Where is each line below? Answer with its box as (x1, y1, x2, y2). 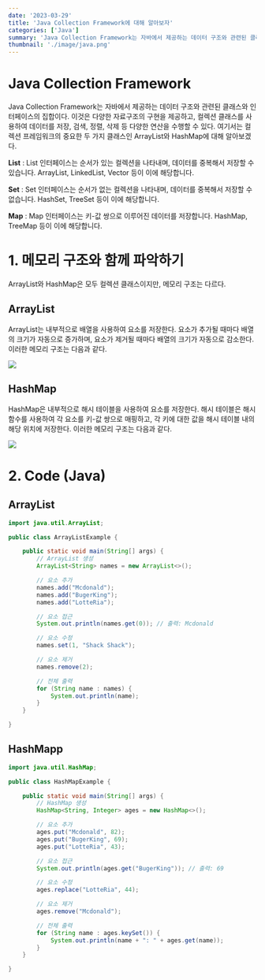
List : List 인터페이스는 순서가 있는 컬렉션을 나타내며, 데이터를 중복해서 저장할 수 (8, 158, 255, 168)
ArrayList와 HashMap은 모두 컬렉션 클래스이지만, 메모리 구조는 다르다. (8, 279, 226, 289)
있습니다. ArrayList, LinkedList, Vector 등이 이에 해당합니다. (8, 168, 195, 177)
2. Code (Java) (8, 467, 106, 485)
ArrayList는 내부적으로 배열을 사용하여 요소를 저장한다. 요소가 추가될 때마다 (8, 324, 240, 333)
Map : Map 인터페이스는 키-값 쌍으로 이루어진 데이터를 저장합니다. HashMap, (8, 211, 248, 221)
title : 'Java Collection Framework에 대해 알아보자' (8, 19, 174, 27)
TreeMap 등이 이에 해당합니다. (8, 222, 103, 231)
